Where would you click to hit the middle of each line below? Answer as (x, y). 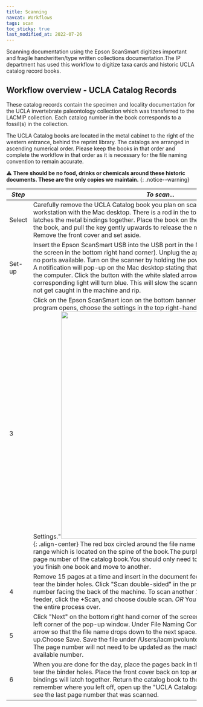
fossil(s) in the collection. (37, 124)
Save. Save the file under (101, 639)
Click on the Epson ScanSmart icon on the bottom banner (114, 300)
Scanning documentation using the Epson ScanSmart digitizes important (97, 51)
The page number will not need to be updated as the (107, 647)
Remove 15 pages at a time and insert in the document (111, 576)
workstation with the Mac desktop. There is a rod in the (111, 212)
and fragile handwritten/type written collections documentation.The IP (94, 58)
